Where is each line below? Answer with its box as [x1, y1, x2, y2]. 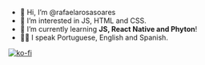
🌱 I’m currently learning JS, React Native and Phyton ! [19, 25, 198, 33]
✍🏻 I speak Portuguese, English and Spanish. [19, 32, 168, 42]
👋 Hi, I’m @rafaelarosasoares [19, 8, 116, 17]
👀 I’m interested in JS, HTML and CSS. [19, 16, 147, 25]
